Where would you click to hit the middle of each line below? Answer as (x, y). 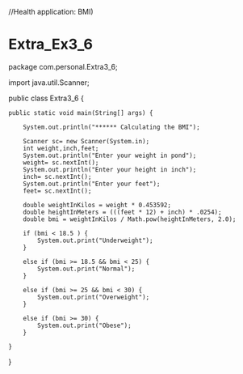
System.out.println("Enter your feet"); (92, 184)
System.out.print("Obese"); (84, 325)
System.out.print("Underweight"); (95, 240)
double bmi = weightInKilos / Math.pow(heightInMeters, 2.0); (130, 219)
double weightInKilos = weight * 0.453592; (97, 205)
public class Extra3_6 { (46, 98)
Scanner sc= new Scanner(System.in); (86, 141)
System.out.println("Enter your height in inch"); (110, 169)
